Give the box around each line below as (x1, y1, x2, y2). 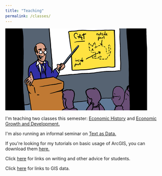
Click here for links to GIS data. (5, 165, 70, 171)
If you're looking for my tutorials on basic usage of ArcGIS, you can (5, 140, 145, 146)
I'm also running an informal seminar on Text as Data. (5, 130, 116, 137)
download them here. (5, 146, 50, 152)
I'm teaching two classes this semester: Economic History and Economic (5, 115, 157, 121)
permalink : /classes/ (5, 13, 51, 19)
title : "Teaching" (5, 8, 44, 13)
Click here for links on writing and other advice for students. (5, 155, 131, 161)
